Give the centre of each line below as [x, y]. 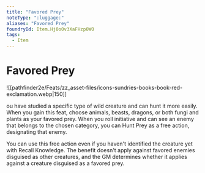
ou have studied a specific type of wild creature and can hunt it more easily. [102, 106]
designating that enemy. [37, 131]
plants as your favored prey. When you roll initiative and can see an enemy [100, 119]
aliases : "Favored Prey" [38, 23]
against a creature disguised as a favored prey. [65, 163]
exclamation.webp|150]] [37, 94]
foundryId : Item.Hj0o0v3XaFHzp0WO [50, 29]
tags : [13, 35]
